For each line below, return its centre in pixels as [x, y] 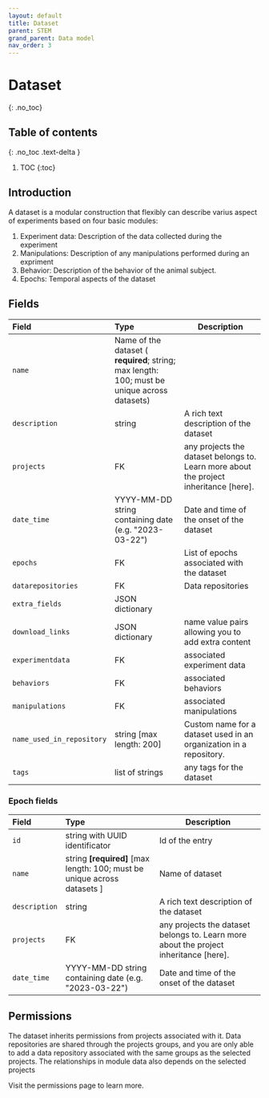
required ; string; [145, 360]
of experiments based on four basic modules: [83, 221]
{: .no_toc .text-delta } [44, 152]
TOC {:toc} [38, 167]
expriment [36, 261]
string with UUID [96, 835]
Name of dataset [191, 873]
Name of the [138, 340]
